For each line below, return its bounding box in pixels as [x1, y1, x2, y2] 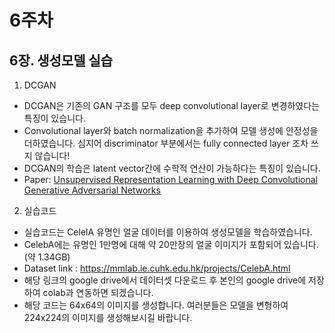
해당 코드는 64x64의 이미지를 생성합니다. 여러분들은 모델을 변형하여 [23, 299, 289, 311]
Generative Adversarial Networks [23, 184, 161, 196]
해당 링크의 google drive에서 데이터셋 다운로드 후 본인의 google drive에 [23, 274, 307, 286]
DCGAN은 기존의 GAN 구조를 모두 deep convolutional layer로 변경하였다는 [23, 100, 320, 111]
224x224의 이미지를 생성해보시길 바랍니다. [23, 312, 193, 323]
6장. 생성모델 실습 [9, 52, 114, 69]
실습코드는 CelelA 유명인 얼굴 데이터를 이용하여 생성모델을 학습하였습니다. [23, 226, 313, 238]
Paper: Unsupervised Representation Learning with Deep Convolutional [23, 174, 318, 185]
